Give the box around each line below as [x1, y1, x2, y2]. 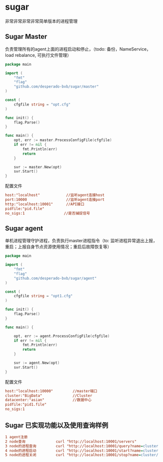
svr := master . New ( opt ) [14, 164, 62, 169]
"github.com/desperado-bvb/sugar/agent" [14, 276, 97, 281]
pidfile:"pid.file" [5, 206, 45, 211]
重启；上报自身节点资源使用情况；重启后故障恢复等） [5, 244, 112, 249]
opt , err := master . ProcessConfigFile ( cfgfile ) [14, 138, 112, 142]
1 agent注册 [5, 434, 28, 439]
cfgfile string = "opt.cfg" [14, 102, 71, 107]
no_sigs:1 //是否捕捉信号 [5, 211, 90, 215]
